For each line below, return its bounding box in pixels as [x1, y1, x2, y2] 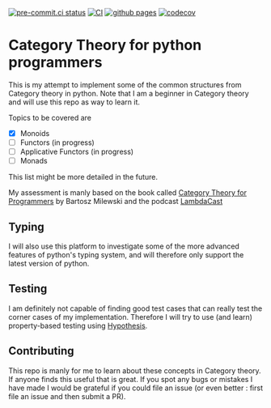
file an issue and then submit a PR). [8, 391, 126, 401]
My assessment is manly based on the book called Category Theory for [8, 188, 247, 198]
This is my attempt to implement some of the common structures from [8, 79, 242, 89]
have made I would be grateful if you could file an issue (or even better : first [8, 383, 263, 393]
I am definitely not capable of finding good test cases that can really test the [8, 304, 263, 313]
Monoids [19, 128, 50, 138]
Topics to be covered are [8, 113, 91, 122]
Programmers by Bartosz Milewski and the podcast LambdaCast [8, 197, 223, 206]
